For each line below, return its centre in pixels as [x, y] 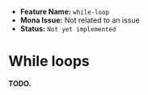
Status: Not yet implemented [68, 29]
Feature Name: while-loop [65, 12]
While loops [49, 62]
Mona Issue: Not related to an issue [80, 20]
